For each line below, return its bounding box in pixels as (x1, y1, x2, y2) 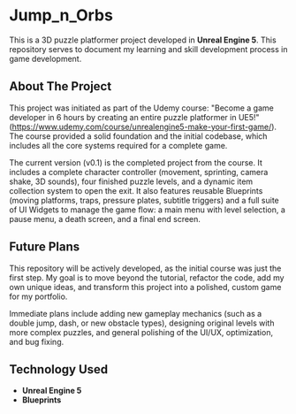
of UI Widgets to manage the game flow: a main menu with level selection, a (9, 204, 285, 215)
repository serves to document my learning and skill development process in (9, 43, 288, 54)
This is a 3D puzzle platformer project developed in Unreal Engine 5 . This (9, 34, 277, 45)
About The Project (9, 79, 112, 94)
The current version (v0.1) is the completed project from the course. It (9, 157, 263, 168)
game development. (9, 53, 82, 64)
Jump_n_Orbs (9, 5, 113, 26)
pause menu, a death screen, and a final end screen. (9, 213, 201, 224)
